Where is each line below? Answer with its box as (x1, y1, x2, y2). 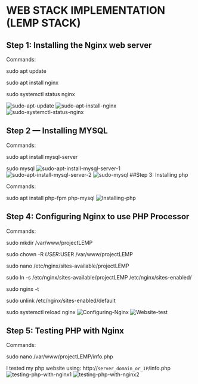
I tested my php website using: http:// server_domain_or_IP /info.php (6, 365, 171, 372)
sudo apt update (6, 67, 47, 75)
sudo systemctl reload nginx (6, 308, 76, 315)
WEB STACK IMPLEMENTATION (6, 4, 166, 17)
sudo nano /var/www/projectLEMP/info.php (6, 353, 113, 360)
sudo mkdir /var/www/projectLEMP (6, 239, 93, 246)
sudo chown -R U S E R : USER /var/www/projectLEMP (6, 250, 133, 257)
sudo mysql (6, 165, 35, 172)
